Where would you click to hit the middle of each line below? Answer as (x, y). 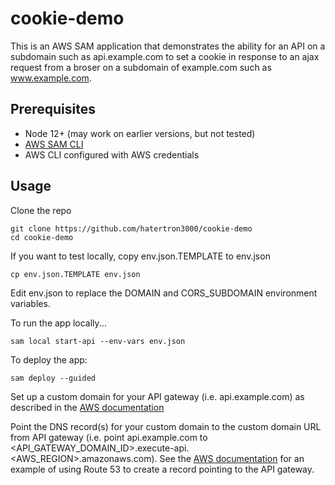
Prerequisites (53, 109)
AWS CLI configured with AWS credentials (112, 154)
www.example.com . (51, 78)
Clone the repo (41, 210)
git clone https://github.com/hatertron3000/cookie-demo (131, 228)
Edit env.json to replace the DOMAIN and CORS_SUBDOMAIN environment (164, 293)
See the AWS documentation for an (232, 458)
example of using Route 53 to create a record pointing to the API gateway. (162, 469)
